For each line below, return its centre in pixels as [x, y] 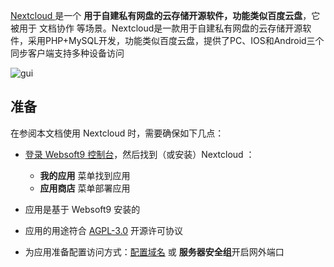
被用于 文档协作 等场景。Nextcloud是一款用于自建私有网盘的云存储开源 [156, 28]
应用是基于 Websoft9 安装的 [82, 209]
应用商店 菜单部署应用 [85, 188]
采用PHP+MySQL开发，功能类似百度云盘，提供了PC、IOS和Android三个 [176, 40]
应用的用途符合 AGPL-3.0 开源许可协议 [104, 230]
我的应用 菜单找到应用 [85, 175]
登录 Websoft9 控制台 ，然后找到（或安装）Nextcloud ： [139, 154]
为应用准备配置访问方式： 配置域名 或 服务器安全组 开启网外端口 [154, 251]
